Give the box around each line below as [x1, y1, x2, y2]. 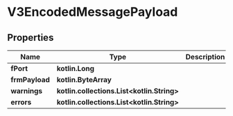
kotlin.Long [56, 64, 95, 73]
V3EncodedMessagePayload [7, 4, 178, 20]
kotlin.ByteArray [56, 75, 112, 84]
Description [185, 52, 225, 61]
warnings [10, 86, 43, 95]
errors [10, 97, 32, 107]
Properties [7, 32, 54, 43]
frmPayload [10, 75, 51, 84]
